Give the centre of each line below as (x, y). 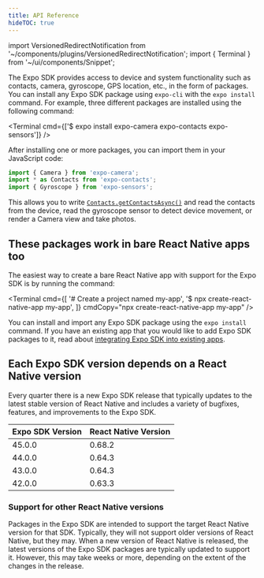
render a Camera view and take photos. (72, 219)
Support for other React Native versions (86, 507)
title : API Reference (44, 15)
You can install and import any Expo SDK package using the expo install (127, 322)
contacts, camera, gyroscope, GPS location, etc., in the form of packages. (128, 86)
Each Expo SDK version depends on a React (117, 364)
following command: (41, 110)
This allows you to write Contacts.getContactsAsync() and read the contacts (132, 203)
